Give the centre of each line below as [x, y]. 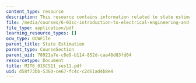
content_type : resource [35, 11]
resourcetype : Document [35, 60]
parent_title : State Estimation [45, 44]
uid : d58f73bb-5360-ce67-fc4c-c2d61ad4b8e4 [60, 71]
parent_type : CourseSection [40, 50]
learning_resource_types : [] [41, 33]
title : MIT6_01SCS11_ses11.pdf [44, 66]
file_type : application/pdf [40, 28]
